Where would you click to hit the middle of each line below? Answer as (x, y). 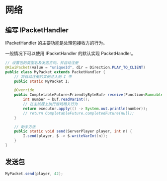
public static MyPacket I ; (42, 81)
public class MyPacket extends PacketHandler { (55, 72)
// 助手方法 (25, 127)
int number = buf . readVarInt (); (57, 100)
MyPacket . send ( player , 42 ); (34, 174)
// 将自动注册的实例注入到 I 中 (43, 77)
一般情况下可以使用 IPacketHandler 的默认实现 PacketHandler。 (70, 53)
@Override (24, 90)
